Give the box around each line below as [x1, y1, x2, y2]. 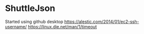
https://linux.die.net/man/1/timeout [27, 23, 97, 29]
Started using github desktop [5, 19, 63, 24]
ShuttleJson [5, 3, 55, 14]
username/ [5, 23, 27, 29]
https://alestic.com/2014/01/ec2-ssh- [64, 19, 140, 24]
